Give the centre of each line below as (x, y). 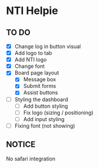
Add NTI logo (30, 60)
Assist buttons (41, 92)
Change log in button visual (47, 46)
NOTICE (21, 145)
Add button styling (46, 106)
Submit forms (40, 86)
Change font (30, 66)
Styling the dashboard (41, 99)
